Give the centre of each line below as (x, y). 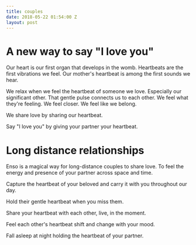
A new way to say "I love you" (80, 51)
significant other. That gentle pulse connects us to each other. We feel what (97, 98)
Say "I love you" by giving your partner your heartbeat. (72, 127)
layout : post (22, 22)
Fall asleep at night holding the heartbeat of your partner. (75, 236)
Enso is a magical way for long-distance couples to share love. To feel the (95, 166)
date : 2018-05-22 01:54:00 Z (42, 17)
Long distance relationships (75, 150)
